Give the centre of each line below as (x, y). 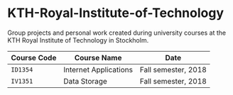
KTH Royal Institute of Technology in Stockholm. (78, 40)
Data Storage (86, 81)
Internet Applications (98, 69)
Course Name (98, 57)
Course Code (34, 57)
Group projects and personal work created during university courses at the (116, 33)
